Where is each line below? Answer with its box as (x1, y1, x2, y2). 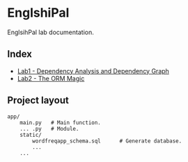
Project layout (7, 94, 70, 106)
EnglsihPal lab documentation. (7, 28, 94, 36)
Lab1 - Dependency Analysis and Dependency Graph (17, 66, 169, 75)
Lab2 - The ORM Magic (17, 74, 85, 82)
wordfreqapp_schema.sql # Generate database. (32, 138, 182, 145)
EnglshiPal (7, 5, 70, 21)
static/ (19, 131, 42, 138)
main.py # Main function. (19, 119, 101, 126)
